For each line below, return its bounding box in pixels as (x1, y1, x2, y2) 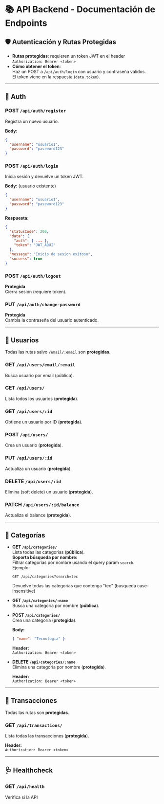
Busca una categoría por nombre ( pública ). (12, 603, 100, 609)
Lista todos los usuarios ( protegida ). (5, 396, 79, 402)
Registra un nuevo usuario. (5, 118, 59, 124)
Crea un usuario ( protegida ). (5, 442, 63, 448)
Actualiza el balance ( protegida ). (5, 512, 72, 518)
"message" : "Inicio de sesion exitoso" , (9, 252, 93, 257)
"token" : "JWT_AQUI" (14, 243, 56, 247)
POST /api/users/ (5, 431, 48, 438)
